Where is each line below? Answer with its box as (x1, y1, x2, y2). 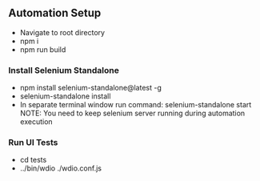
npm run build (19, 44, 66, 54)
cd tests (19, 155, 47, 165)
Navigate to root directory (19, 27, 106, 37)
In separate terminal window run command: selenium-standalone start (19, 100, 252, 110)
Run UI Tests (8, 137, 58, 148)
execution (19, 117, 54, 127)
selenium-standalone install (19, 91, 111, 101)
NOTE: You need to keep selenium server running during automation (19, 108, 246, 119)
